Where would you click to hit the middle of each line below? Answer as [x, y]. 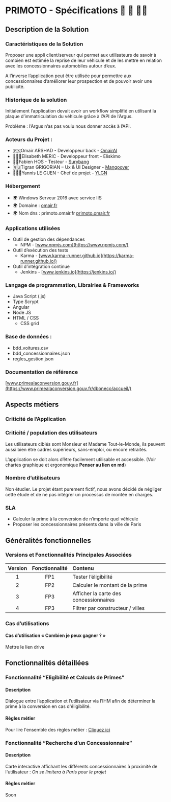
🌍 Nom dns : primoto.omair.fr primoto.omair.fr [61, 213]
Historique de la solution [36, 100]
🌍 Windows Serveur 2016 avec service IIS [57, 198]
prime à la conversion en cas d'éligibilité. [48, 706]
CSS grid [30, 324]
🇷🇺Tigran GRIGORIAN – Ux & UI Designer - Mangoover [71, 167]
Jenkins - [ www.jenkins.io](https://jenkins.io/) [68, 272]
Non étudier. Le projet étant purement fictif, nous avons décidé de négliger [83, 489]
